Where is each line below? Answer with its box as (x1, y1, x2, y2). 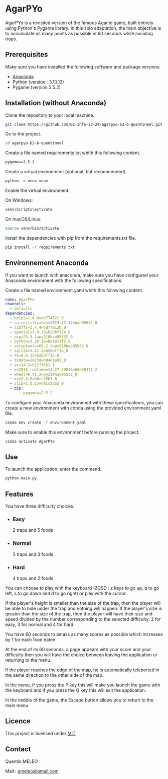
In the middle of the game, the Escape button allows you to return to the (5, 697, 154, 703)
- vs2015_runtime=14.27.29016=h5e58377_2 (10, 367, 98, 372)
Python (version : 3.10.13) (12, 79, 64, 85)
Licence (5, 717, 31, 726)
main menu (5, 702, 29, 709)
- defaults (10, 306, 33, 311)
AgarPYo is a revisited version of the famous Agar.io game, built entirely (5, 20, 154, 26)
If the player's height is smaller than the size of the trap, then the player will (5, 600, 161, 606)
